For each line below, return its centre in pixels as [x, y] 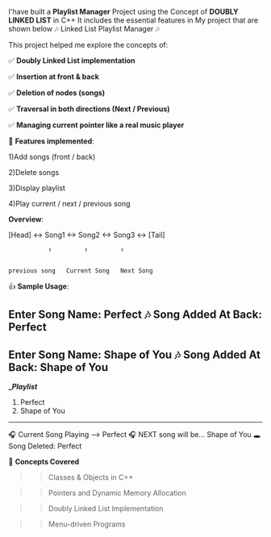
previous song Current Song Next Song [81, 271]
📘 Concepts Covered [44, 462]
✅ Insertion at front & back [54, 77]
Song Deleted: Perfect [45, 446]
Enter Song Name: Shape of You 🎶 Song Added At [134, 354]
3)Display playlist [37, 188]
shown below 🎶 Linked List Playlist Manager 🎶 [84, 29]
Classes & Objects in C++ [91, 477]
